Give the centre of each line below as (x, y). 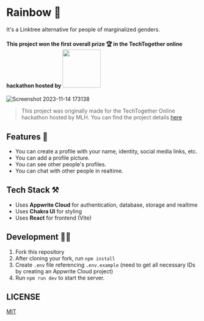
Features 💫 (27, 137)
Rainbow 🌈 (34, 13)
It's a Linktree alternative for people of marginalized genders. (83, 29)
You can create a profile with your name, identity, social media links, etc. (106, 151)
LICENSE (24, 297)
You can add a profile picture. (52, 158)
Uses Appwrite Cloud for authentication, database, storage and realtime (106, 205)
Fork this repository (40, 252)
